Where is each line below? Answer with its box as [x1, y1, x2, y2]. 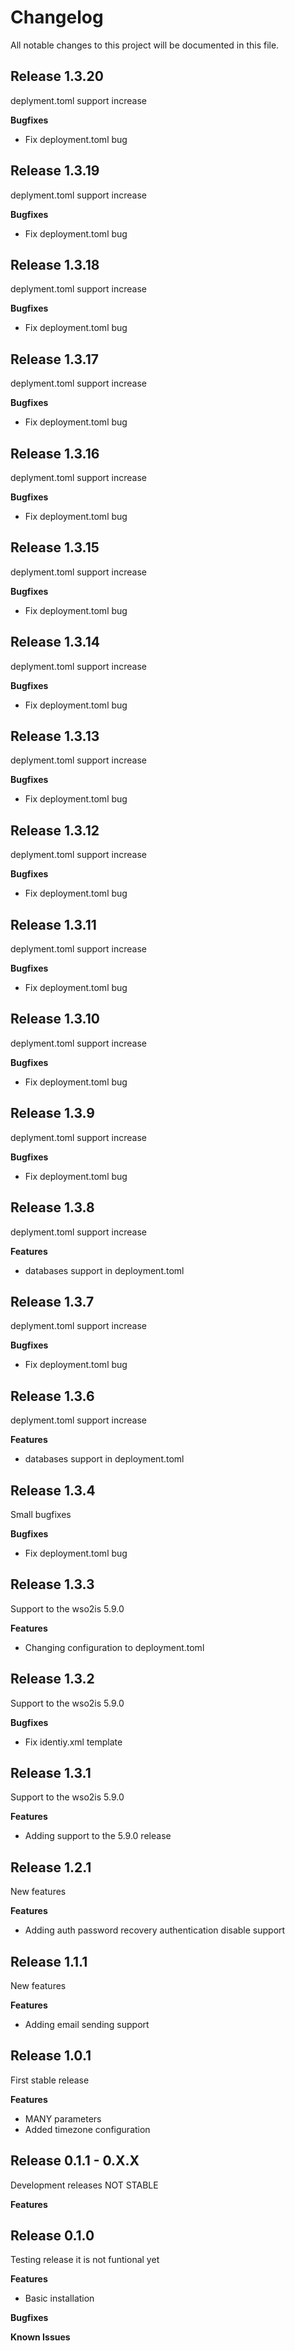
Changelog [10, 6, 104, 29]
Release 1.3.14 [10, 634, 100, 651]
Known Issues [10, 2331, 71, 2343]
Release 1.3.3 [10, 1576, 95, 1593]
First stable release [10, 2074, 90, 2086]
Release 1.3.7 [10, 1293, 95, 1310]
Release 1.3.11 [10, 916, 97, 933]
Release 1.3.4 [10, 1482, 96, 1499]
